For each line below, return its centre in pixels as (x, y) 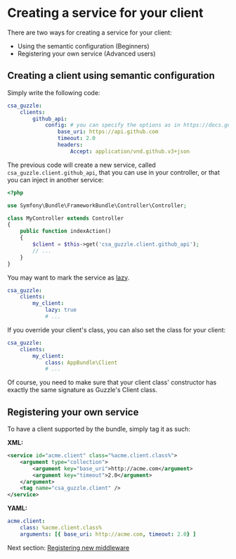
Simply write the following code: (54, 92)
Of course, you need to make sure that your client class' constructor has (112, 382)
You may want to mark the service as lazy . (68, 277)
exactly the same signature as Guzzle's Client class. (83, 390)
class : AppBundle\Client (81, 363)
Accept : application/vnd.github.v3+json (130, 151)
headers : (70, 145)
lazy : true (61, 310)
